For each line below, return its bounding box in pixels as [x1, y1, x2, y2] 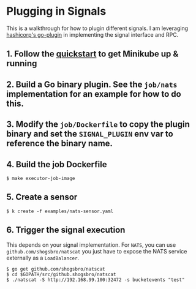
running [6, 58, 37, 69]
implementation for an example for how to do [6, 89, 182, 99]
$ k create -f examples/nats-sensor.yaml [6, 208, 114, 214]
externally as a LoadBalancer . [6, 254, 80, 261]
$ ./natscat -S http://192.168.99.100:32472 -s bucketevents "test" [6, 277, 185, 283]
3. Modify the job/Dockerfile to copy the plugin [6, 119, 190, 130]
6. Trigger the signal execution [6, 225, 126, 235]
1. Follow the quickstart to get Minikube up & [6, 49, 179, 59]
